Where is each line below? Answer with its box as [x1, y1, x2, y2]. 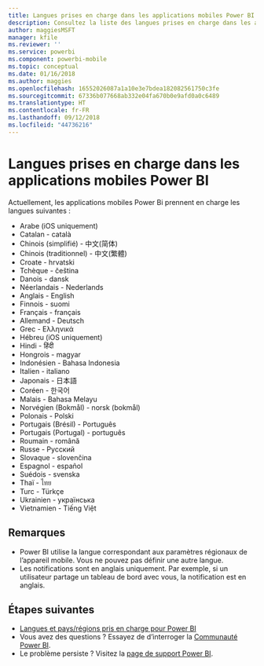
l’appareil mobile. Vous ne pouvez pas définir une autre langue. [19, 555, 224, 565]
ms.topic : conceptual [8, 63, 79, 71]
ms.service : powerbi [8, 48, 76, 56]
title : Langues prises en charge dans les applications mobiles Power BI [8, 11, 255, 20]
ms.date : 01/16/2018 [8, 70, 76, 78]
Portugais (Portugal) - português [19, 427, 126, 437]
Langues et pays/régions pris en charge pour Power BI [19, 624, 196, 633]
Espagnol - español [19, 461, 83, 470]
